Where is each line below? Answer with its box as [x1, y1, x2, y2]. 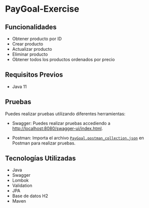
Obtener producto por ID [12, 36, 62, 42]
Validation [12, 183, 33, 188]
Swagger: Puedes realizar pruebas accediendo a [12, 120, 111, 126]
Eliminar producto [12, 51, 48, 57]
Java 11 [12, 83, 27, 89]
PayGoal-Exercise [5, 3, 80, 15]
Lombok [12, 177, 29, 184]
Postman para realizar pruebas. [12, 140, 76, 146]
